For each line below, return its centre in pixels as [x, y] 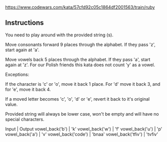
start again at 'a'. [22, 50]
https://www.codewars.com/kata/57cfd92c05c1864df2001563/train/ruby [80, 7]
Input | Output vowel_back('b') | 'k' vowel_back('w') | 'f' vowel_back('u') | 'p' [84, 129]
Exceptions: [17, 74]
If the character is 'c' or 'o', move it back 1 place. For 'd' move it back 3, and [83, 84]
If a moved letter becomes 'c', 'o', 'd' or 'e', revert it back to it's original [78, 99]
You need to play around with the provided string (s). [59, 35]
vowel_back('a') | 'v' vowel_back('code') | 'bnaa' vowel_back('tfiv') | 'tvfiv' [82, 134]
